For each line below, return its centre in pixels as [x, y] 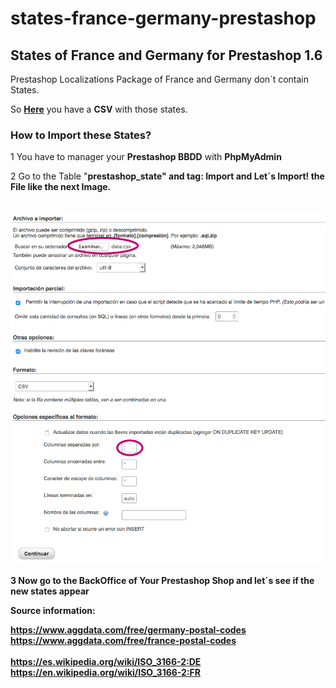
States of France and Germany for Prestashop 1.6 [166, 55]
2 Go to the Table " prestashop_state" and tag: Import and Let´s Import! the [167, 176]
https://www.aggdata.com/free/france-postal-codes [123, 641]
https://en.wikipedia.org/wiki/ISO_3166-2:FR [106, 673]
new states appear [50, 591]
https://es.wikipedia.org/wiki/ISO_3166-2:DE [106, 662]
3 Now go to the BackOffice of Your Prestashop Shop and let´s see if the [162, 581]
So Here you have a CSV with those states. [99, 109]
